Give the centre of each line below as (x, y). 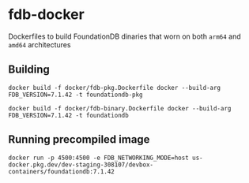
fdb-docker (46, 15)
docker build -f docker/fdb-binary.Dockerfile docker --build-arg (120, 108)
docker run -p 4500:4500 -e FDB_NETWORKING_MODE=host (99, 158)
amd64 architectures (40, 44)
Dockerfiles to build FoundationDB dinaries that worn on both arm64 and (124, 36)
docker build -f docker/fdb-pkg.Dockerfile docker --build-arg (115, 88)
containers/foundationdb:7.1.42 (61, 171)
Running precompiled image (79, 140)
